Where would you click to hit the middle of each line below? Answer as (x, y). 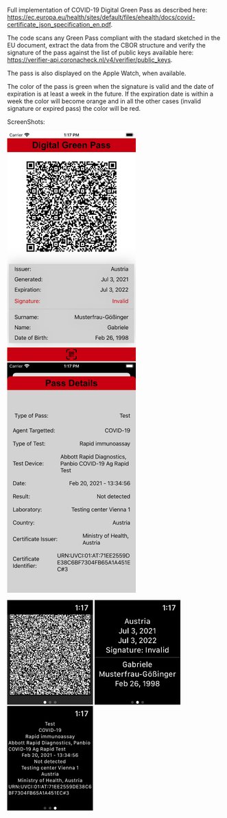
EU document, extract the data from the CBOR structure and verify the (106, 45)
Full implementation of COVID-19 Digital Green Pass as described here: (107, 10)
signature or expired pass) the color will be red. (74, 108)
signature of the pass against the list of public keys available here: (100, 52)
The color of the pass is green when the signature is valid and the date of (110, 86)
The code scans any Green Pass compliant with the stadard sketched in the (114, 38)
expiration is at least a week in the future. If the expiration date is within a (110, 94)
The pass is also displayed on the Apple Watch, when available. (97, 73)
